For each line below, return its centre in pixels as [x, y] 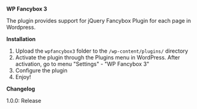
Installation [21, 39]
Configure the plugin [41, 70]
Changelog [21, 89]
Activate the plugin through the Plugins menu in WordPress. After [98, 57]
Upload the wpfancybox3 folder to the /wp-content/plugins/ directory [102, 51]
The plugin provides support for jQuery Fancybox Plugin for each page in [99, 21]
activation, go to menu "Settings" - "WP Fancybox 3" [82, 64]
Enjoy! [23, 77]
